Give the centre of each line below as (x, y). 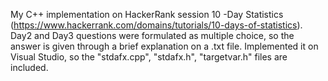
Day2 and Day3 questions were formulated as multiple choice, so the (152, 35)
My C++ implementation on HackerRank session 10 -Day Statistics (147, 14)
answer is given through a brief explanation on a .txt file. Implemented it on (164, 46)
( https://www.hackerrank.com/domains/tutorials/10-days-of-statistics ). (156, 25)
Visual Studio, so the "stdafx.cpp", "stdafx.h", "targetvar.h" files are (149, 57)
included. (29, 67)
